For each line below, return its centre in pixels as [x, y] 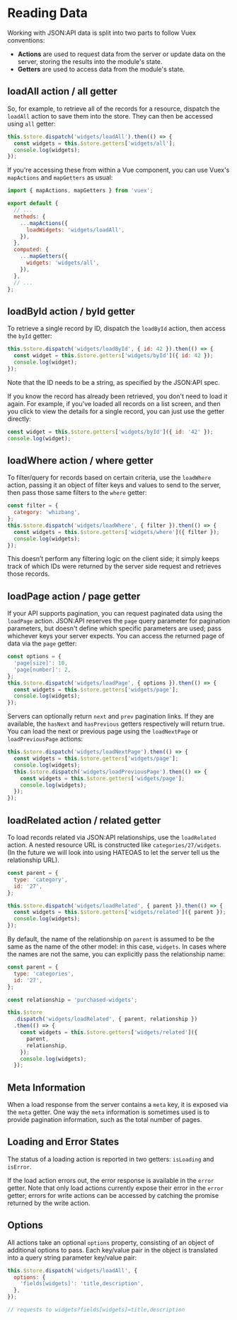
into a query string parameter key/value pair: [72, 1258]
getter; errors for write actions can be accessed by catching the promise [113, 1195]
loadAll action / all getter [63, 91]
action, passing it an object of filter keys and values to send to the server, [114, 485]
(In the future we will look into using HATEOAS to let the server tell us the [114, 852]
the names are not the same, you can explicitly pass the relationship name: [116, 954]
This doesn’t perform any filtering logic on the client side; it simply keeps [114, 559]
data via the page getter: [42, 643]
